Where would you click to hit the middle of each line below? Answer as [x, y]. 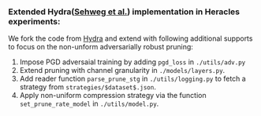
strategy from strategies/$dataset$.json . [88, 87]
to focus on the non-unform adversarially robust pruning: [101, 47]
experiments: [34, 21]
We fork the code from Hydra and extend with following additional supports [130, 38]
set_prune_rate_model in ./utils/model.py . [89, 103]
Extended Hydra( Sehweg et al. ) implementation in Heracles [124, 12]
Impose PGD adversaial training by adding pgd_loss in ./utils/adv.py [132, 62]
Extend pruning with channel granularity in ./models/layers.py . [122, 71]
